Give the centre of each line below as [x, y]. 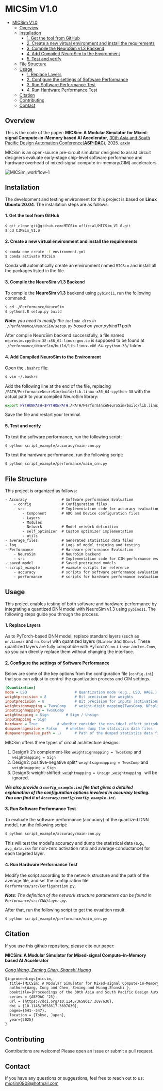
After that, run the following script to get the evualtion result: [65, 910]
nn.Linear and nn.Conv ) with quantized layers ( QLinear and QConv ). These [78, 641]
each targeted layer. [25, 853]
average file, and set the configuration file [47, 881]
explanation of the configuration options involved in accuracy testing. [77, 792]
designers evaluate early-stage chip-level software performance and [74, 158]
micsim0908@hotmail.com [32, 1083]
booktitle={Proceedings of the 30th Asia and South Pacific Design [79, 992]
